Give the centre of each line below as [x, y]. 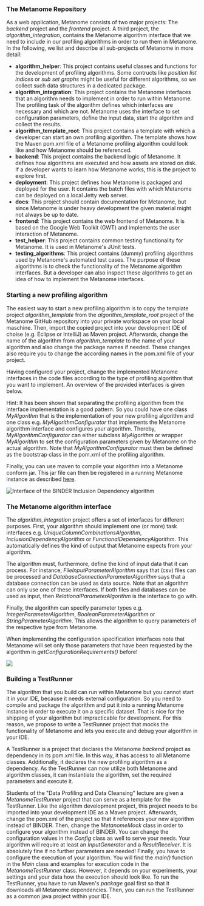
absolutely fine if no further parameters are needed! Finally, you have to [96, 851]
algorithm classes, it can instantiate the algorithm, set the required [89, 775]
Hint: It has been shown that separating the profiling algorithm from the [95, 403]
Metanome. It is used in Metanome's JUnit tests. [76, 247]
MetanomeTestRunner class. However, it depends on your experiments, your [102, 871]
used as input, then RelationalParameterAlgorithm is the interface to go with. [102, 596]
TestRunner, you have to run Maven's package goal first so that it [88, 884]
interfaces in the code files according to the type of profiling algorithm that [100, 378]
